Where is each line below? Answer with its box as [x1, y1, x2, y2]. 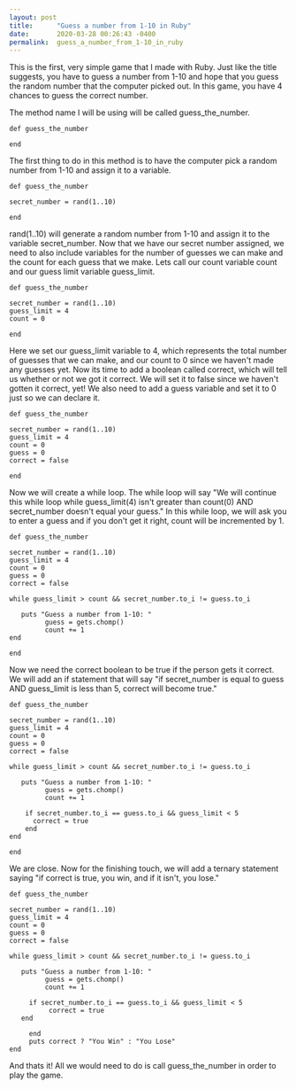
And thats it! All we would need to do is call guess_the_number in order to [9, 1061, 277, 1071]
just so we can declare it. [9, 393, 100, 403]
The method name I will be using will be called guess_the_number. [9, 107, 250, 118]
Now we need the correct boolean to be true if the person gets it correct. [9, 665, 275, 675]
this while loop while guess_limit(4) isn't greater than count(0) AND [9, 497, 254, 508]
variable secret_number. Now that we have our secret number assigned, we [9, 238, 285, 249]
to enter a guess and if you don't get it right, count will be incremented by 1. [9, 516, 285, 526]
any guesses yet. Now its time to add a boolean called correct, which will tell [9, 364, 287, 375]
